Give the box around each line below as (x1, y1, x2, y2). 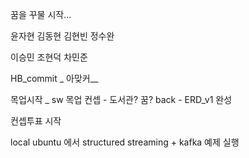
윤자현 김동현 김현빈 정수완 (10, 30, 115, 42)
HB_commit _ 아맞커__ (10, 73, 99, 84)
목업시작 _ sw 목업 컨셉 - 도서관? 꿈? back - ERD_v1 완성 (10, 94, 233, 105)
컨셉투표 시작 (10, 115, 62, 127)
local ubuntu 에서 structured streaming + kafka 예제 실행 (10, 136, 240, 148)
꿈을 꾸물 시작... (10, 9, 72, 20)
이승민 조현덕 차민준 (10, 51, 88, 63)
